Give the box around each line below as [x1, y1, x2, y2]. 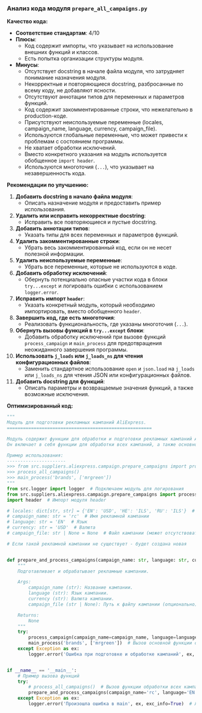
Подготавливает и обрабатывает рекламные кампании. [17, 568, 149, 574]
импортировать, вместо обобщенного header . [24, 308, 141, 315]
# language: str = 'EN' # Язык [7, 519, 88, 525]
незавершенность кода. [24, 170, 86, 177]
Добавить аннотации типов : [15, 225, 91, 232]
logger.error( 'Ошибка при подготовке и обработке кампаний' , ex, [28, 651, 195, 657]
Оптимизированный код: [7, 402, 74, 409]
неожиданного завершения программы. [24, 346, 128, 353]
